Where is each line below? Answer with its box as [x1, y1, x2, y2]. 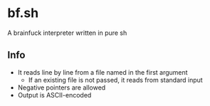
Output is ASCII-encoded [17, 90, 92, 99]
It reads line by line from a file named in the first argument [17, 68, 188, 76]
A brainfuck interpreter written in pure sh [7, 28, 127, 37]
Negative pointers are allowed [17, 83, 106, 92]
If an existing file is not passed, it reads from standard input [28, 75, 203, 84]
